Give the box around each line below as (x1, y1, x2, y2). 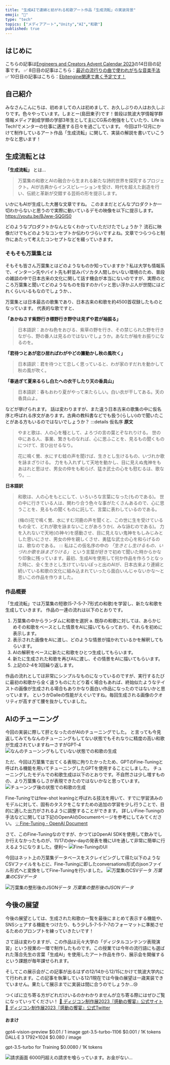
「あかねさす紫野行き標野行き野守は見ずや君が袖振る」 (5, 316, 121, 322)
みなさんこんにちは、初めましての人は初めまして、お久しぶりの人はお (5, 104, 152, 110)
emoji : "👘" (5, 12, 28, 17)
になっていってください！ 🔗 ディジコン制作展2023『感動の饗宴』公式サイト (5, 998, 163, 1004)
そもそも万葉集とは (5, 250, 52, 257)
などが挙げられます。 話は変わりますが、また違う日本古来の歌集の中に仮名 (5, 406, 162, 412)
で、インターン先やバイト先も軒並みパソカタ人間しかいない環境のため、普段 (5, 269, 165, 275)
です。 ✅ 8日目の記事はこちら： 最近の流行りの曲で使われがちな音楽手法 (9, 67, 161, 73)
